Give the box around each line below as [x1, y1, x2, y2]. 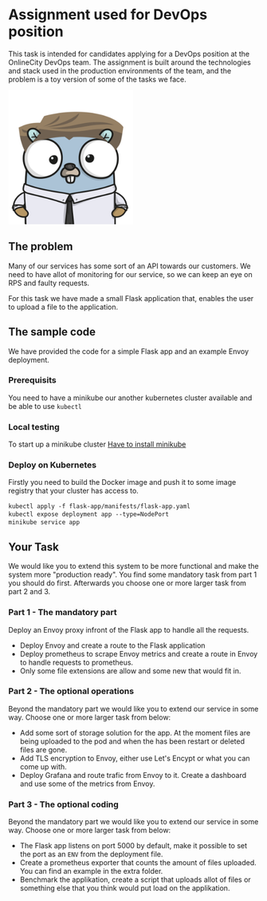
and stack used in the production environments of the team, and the [8, 65, 232, 75]
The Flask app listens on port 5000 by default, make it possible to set [19, 841, 248, 851]
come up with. [19, 761, 68, 772]
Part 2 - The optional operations [8, 685, 134, 697]
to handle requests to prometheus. [19, 657, 134, 667]
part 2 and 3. [8, 587, 51, 597]
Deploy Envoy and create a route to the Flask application [19, 641, 206, 650]
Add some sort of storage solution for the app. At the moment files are [19, 728, 251, 737]
